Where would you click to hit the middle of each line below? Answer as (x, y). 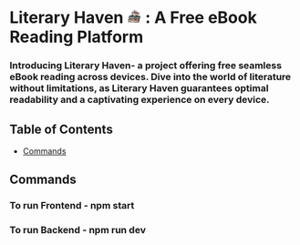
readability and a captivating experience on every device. (140, 100)
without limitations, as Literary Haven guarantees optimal (139, 88)
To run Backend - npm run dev (78, 230)
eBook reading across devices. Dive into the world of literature (150, 77)
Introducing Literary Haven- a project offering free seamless (146, 66)
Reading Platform (77, 37)
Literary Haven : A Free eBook (133, 18)
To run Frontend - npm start (72, 206)
